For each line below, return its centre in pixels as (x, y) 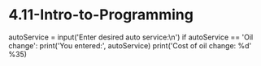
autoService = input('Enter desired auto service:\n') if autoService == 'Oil (131, 37)
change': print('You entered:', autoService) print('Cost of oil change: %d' (130, 45)
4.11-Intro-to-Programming (101, 15)
